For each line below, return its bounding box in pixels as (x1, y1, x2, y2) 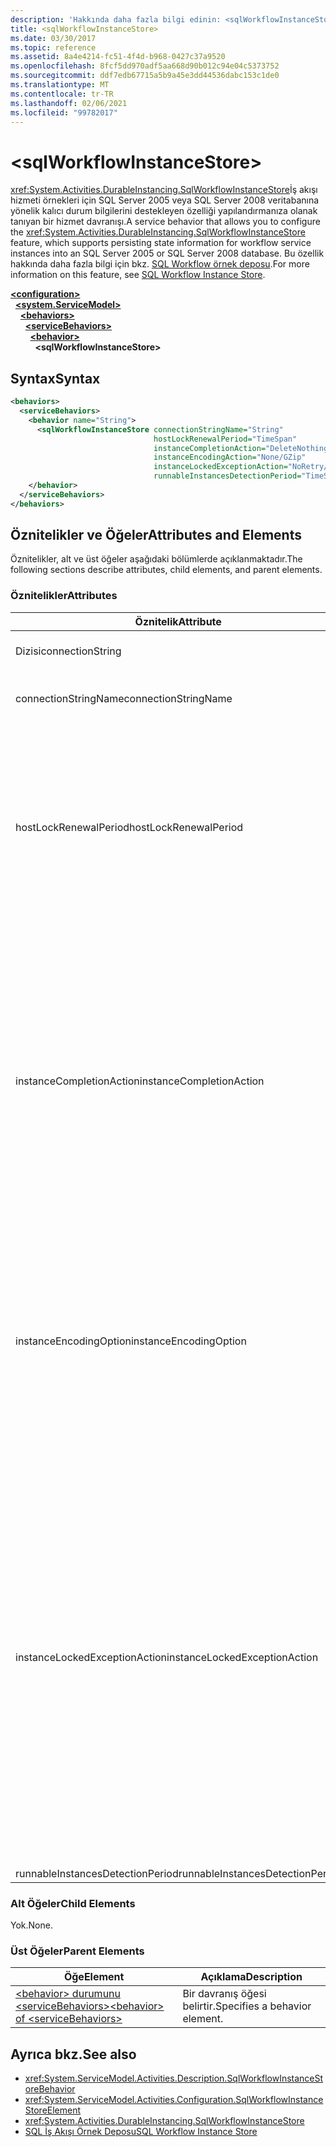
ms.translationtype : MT (10, 80, 110, 90)
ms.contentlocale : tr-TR (10, 89, 114, 99)
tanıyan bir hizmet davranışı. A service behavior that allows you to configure (10, 216, 321, 228)
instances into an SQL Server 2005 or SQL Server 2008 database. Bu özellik (10, 247, 325, 260)
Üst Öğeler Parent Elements (10, 1944, 145, 1958)
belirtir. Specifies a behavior (182, 1999, 312, 2013)
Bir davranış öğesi (182, 1987, 267, 2001)
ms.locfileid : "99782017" (10, 107, 118, 118)
